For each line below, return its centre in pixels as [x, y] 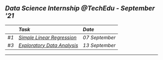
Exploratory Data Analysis [49, 45]
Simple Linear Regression [48, 37]
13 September [99, 45]
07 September [99, 37]
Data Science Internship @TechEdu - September [80, 8]
